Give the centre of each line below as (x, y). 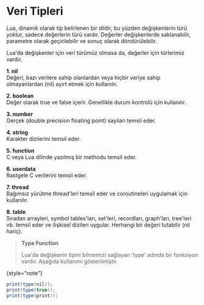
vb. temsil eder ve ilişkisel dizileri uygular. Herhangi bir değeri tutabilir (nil (98, 225)
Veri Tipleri (35, 11)
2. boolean (20, 96)
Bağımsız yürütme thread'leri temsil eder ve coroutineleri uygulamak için (97, 194)
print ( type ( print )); (33, 296)
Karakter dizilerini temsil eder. (44, 139)
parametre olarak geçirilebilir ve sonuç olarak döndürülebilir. (82, 41)
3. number (20, 114)
